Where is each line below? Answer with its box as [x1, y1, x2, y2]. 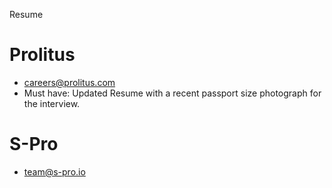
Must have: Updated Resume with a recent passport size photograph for [23, 87, 322, 99]
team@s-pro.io [23, 165, 86, 178]
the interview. [23, 97, 81, 109]
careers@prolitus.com [23, 76, 116, 88]
